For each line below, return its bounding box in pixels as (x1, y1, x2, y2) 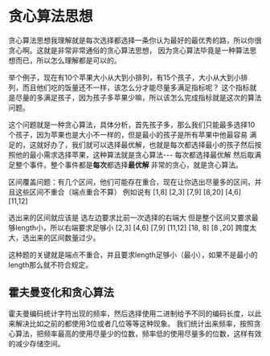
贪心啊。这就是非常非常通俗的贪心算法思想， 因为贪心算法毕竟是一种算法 (8, 45, 250, 55)
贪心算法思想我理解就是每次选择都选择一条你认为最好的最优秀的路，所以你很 (8, 35, 262, 45)
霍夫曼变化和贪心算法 (8, 286, 114, 300)
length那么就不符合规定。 (8, 260, 93, 269)
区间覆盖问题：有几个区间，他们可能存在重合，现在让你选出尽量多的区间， (8, 177, 255, 186)
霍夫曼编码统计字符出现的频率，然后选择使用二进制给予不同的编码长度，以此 (8, 309, 262, 318)
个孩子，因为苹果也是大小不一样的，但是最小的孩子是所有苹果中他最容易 (8, 129, 247, 139)
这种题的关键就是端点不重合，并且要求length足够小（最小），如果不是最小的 (8, 250, 259, 260)
